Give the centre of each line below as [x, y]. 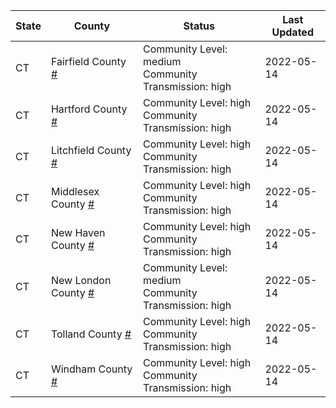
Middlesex [75, 191]
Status [199, 26]
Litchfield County [91, 150]
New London [81, 280]
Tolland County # [91, 334]
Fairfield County [88, 61]
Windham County [91, 369]
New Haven [78, 232]
